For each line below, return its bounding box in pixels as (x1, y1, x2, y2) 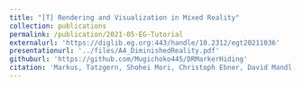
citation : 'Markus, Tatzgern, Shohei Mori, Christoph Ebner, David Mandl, (9, 64, 297, 73)
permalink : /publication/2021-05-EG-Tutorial (9, 30, 183, 39)
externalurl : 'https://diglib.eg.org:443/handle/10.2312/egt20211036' (9, 38, 280, 47)
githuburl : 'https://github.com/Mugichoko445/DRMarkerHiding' (9, 55, 248, 64)
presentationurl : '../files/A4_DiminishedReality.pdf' (9, 47, 220, 56)
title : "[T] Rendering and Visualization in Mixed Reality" (9, 13, 241, 22)
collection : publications (9, 21, 106, 30)
